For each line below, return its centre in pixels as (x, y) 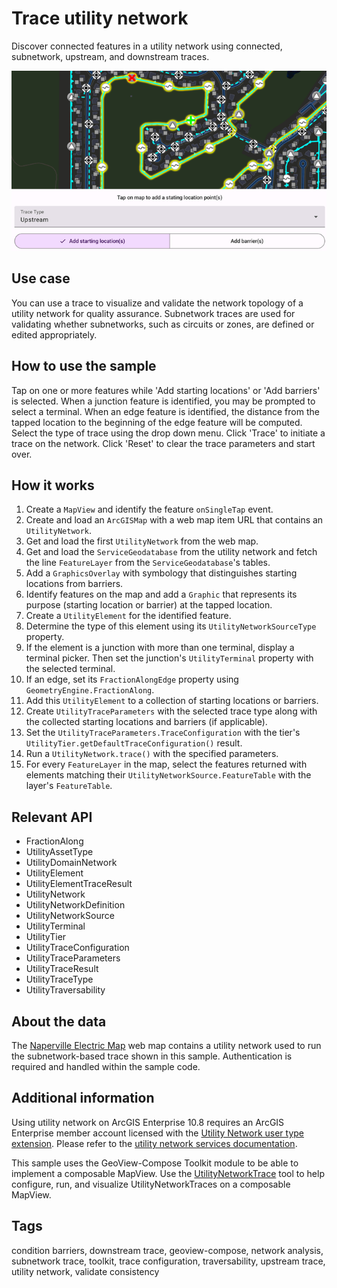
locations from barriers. (74, 584)
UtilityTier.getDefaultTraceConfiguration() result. (134, 743)
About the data (59, 1021)
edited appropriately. (54, 334)
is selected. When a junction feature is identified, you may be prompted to (163, 401)
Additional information (83, 1098)
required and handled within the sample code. (106, 1066)
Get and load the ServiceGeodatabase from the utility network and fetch (171, 552)
